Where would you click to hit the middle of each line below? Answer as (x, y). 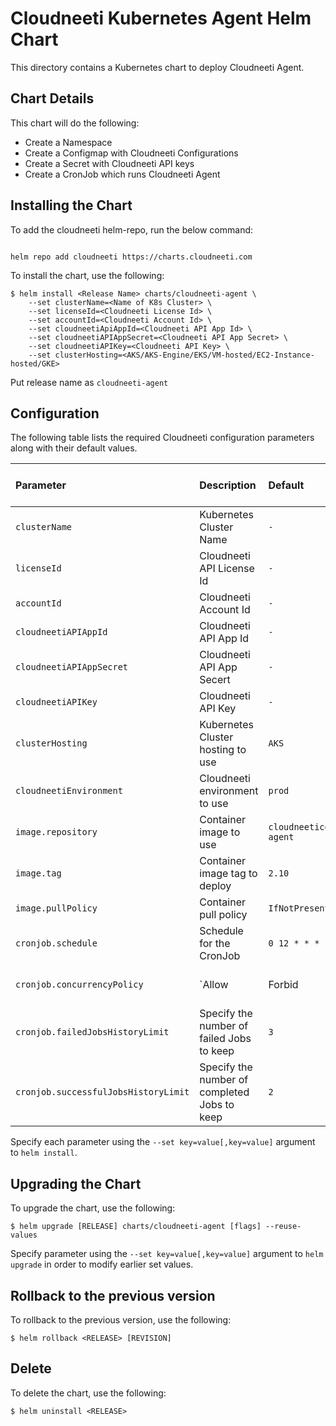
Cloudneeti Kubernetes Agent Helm (161, 18)
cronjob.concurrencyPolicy (79, 985)
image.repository (56, 832)
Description (228, 485)
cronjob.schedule (56, 943)
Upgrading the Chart (76, 1183)
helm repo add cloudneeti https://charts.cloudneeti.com (131, 257)
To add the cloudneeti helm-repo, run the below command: (132, 229)
